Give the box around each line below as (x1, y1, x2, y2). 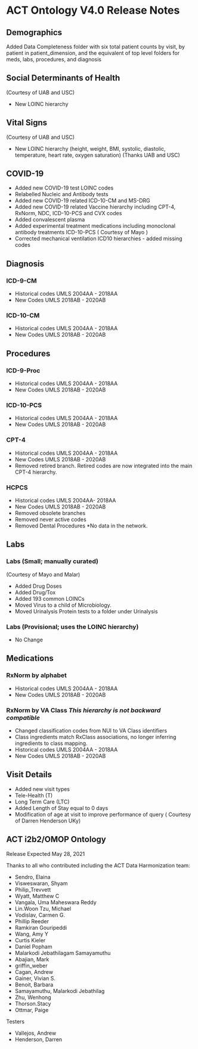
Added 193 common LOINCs (14, 595, 85, 602)
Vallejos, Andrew (14, 1029, 57, 1036)
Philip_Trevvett (14, 886, 51, 893)
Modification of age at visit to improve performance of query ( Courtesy (14, 811, 191, 818)
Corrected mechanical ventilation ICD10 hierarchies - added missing (14, 235, 183, 242)
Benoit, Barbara (14, 981, 54, 988)
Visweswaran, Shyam (14, 880, 68, 887)
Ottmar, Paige (14, 1006, 49, 1013)
